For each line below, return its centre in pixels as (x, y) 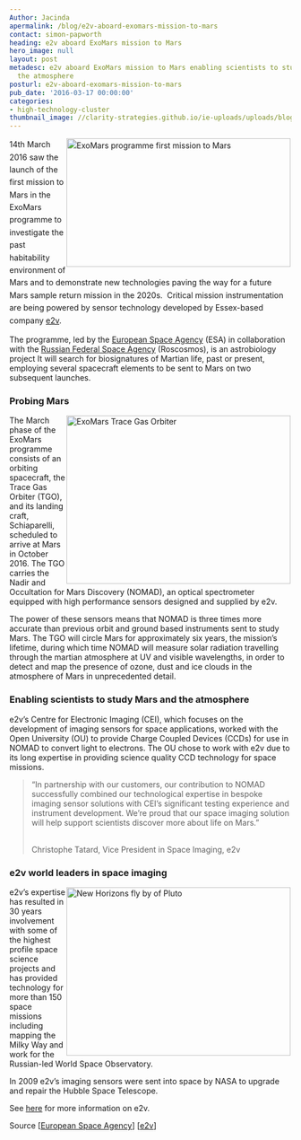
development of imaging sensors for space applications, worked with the (144, 729)
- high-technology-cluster (60, 110)
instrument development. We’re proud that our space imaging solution (160, 812)
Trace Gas (28, 487)
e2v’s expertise (37, 892)
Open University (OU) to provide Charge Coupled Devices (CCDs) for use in (149, 738)
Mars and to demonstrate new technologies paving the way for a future (141, 283)
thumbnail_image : (42, 118)
